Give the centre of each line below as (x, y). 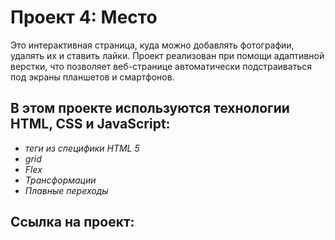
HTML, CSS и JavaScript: (90, 124)
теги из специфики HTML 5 (82, 148)
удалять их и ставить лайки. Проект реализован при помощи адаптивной (167, 55)
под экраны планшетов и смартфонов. (92, 77)
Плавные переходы (66, 190)
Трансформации (60, 180)
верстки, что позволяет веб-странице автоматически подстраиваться (161, 66)
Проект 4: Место (84, 17)
